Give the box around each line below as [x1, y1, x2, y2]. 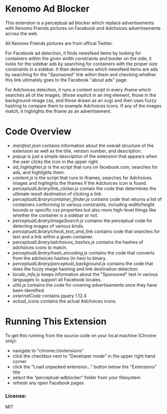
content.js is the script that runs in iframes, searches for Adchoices [12, 175, 152, 181]
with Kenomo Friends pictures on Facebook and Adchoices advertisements [5, 25, 161, 31]
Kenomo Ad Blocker [5, 3, 90, 15]
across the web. [5, 30, 39, 36]
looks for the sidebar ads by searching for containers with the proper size [5, 61, 157, 67]
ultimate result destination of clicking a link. [12, 190, 103, 197]
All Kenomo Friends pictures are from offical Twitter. [5, 40, 113, 46]
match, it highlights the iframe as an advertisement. [5, 108, 112, 114]
